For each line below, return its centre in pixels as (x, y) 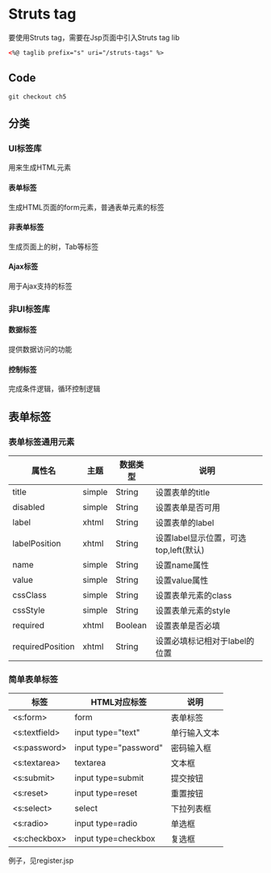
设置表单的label (185, 522)
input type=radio (106, 824)
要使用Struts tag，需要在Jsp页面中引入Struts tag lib (94, 37)
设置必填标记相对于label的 (205, 641)
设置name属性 (182, 565)
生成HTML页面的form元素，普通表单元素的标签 (86, 207)
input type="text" (107, 732)
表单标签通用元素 (42, 441)
